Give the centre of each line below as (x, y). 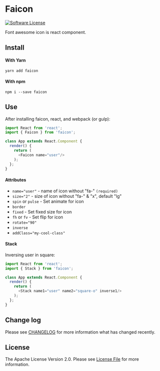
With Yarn (15, 60)
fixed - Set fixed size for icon (42, 212)
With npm (15, 82)
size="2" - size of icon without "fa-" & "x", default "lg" (67, 196)
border (19, 207)
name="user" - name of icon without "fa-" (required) (65, 191)
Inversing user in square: (30, 255)
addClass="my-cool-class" (39, 233)
